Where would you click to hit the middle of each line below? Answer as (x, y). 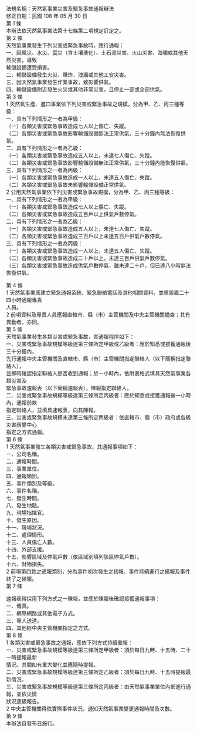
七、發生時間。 (24, 498)
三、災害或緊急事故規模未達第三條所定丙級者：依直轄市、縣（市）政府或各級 (98, 417)
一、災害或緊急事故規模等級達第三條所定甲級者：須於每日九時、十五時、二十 (98, 650)
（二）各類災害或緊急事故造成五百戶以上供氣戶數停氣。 (73, 214)
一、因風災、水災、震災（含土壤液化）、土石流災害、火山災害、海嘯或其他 (95, 53)
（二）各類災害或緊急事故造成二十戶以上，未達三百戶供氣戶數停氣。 (88, 258)
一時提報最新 (21, 657)
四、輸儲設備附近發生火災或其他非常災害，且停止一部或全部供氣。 (86, 89)
